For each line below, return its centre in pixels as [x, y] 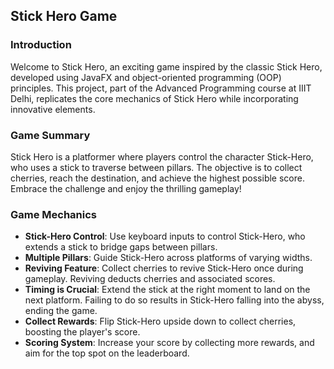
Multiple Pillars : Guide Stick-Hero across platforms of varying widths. [168, 258]
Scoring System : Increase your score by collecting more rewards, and [169, 343]
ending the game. [61, 311]
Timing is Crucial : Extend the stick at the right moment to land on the [167, 290]
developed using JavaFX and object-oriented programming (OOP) [146, 77]
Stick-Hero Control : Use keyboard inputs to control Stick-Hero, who [165, 236]
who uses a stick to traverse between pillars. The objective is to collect [156, 167]
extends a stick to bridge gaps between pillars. [121, 247]
